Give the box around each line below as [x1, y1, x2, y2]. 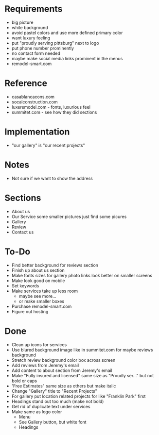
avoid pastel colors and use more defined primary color [11, 30, 123, 35]
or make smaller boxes [18, 298, 64, 304]
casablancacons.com [11, 94, 54, 100]
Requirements [4, 3, 63, 15]
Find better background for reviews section [11, 262, 98, 268]
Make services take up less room [11, 288, 78, 294]
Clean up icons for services [11, 341, 67, 348]
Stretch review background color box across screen [11, 357, 116, 363]
